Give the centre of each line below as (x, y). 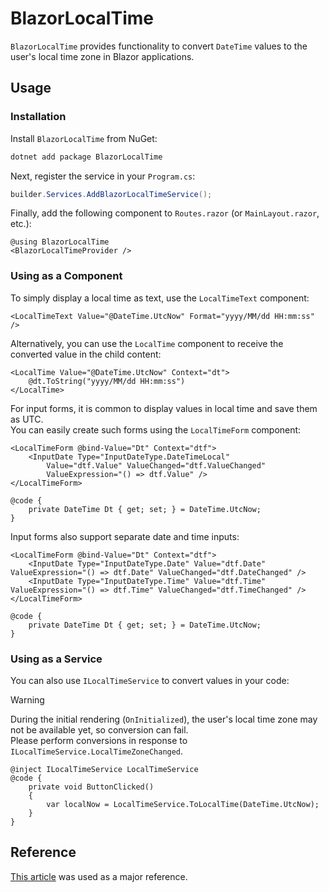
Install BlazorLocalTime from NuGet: (84, 138)
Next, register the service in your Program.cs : (103, 176)
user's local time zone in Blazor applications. (102, 56)
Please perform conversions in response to (99, 740)
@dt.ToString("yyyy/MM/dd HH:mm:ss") (107, 381)
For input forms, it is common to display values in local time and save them (164, 408)
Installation (38, 117)
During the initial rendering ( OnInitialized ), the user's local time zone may (164, 719)
